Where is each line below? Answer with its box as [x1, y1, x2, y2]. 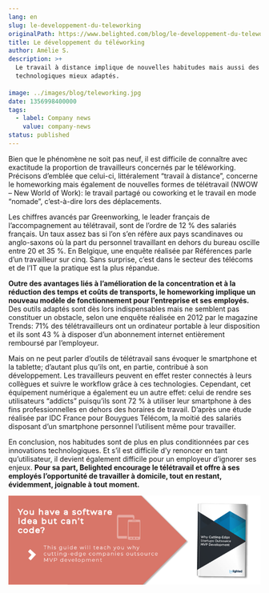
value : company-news [22, 122, 91, 131]
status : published [8, 131, 70, 139]
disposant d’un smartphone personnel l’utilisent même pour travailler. [8, 421, 236, 431]
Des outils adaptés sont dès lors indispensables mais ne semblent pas [8, 304, 240, 314]
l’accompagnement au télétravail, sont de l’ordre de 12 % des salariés [8, 220, 237, 230]
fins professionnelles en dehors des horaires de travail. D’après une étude [8, 404, 252, 414]
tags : [8, 106, 26, 114]
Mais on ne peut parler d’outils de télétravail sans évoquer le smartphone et [8, 353, 258, 363]
